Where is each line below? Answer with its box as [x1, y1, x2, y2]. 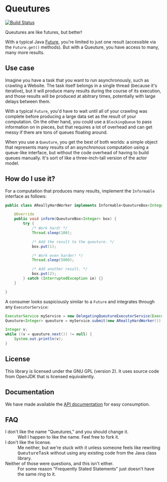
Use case [5, 64, 35, 72]
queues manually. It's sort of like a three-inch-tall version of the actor [5, 155, 147, 161]
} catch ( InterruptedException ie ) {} [23, 276, 103, 281]
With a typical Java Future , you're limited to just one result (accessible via [5, 38, 156, 45]
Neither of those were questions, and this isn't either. [5, 461, 114, 467]
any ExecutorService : [5, 304, 49, 310]
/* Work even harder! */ [31, 253, 83, 258]
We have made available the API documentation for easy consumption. [5, 401, 150, 407]
